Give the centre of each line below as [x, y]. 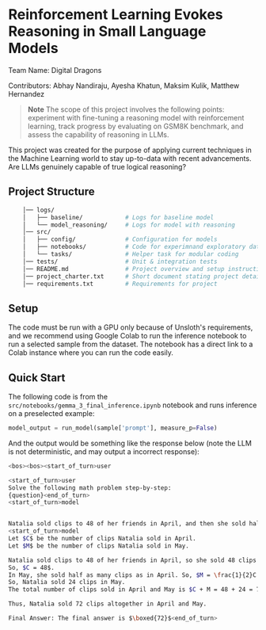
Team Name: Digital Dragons [55, 70]
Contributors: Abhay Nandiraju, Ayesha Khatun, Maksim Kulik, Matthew [124, 86]
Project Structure [51, 192]
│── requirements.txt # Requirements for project [120, 284]
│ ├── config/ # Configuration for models [120, 239]
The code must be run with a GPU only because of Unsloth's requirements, [131, 327]
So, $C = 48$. [32, 567]
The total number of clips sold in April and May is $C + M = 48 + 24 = [131, 590]
